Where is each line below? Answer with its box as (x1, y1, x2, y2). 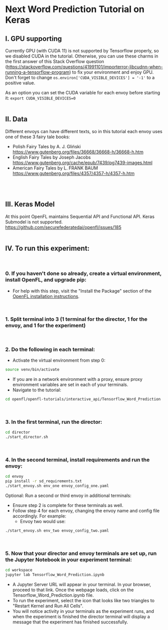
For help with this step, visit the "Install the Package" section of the (12, 288, 152, 294)
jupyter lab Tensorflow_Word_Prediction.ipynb (5, 572, 105, 578)
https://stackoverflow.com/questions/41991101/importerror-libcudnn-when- (7, 64, 163, 70)
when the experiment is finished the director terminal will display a (12, 613, 150, 619)
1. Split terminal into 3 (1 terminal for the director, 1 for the (5, 315, 147, 322)
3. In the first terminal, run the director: (5, 419, 103, 425)
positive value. (5, 80, 35, 86)
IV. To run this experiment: (5, 244, 90, 253)
